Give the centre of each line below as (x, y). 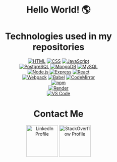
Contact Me (58, 114)
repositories (58, 47)
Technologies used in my (58, 36)
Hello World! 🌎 (58, 10)
